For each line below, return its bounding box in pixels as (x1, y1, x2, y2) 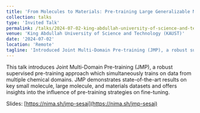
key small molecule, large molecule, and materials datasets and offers (6, 82, 177, 89)
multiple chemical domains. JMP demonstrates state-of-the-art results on (6, 76, 187, 83)
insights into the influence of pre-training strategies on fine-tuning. (6, 88, 170, 95)
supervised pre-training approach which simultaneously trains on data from (6, 69, 192, 77)
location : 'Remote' (6, 42, 55, 48)
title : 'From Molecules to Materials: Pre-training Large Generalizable (6, 8, 190, 15)
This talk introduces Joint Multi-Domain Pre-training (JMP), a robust (6, 63, 173, 70)
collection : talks (6, 14, 52, 20)
